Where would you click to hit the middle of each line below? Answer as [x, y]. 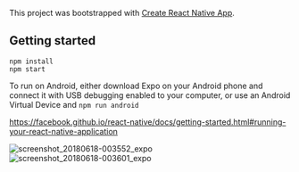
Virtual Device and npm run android [74, 104]
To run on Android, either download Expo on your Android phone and [136, 86]
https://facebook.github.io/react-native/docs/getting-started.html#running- [148, 122]
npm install [31, 61]
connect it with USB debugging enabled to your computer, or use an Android [150, 95]
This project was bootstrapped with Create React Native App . [122, 13]
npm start [28, 69]
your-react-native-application [64, 131]
